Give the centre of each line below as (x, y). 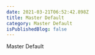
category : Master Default (39, 23)
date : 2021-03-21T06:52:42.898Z (47, 12)
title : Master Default (35, 18)
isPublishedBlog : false (37, 29)
